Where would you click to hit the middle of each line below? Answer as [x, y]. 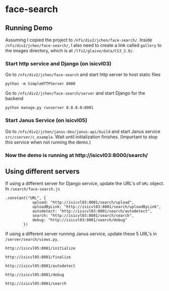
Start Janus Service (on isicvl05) [46, 120]
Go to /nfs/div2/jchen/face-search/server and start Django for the [75, 93]
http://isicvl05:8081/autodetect [40, 266]
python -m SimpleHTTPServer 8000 [40, 84]
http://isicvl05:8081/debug [35, 275]
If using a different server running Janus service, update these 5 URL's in [81, 234]
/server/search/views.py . [32, 239]
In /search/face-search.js [33, 189]
